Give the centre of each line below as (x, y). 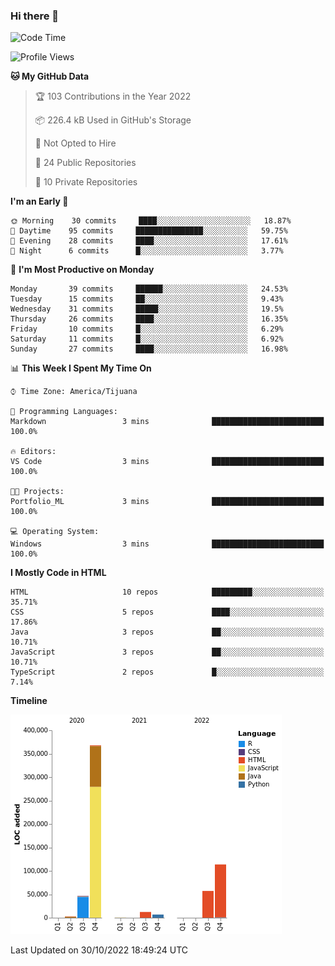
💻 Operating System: (55, 532)
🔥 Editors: (33, 452)
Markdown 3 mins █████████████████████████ (167, 422)
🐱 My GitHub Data (50, 76)
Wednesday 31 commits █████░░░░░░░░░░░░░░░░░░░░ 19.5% (147, 309)
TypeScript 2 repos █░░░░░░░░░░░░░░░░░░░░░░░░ (167, 672)
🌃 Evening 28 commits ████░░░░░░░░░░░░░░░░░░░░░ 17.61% (149, 241)
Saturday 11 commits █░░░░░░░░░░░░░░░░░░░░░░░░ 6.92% (147, 339)
